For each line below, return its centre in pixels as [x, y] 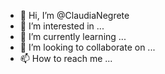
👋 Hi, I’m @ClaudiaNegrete [74, 15]
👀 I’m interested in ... [62, 26]
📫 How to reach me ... [66, 58]
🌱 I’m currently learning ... [73, 36]
